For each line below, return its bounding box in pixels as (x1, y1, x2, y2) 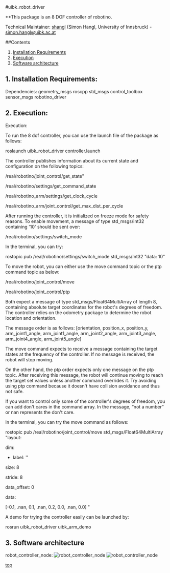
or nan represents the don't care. (5, 409, 75, 415)
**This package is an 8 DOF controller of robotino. (5, 14, 112, 20)
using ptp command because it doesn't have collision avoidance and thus (5, 383, 160, 389)
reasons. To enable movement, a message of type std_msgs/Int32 (5, 218, 144, 224)
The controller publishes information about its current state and (5, 157, 139, 163)
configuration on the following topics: (5, 163, 84, 169)
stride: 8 (5, 474, 23, 480)
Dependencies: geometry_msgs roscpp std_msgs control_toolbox (5, 88, 143, 94)
